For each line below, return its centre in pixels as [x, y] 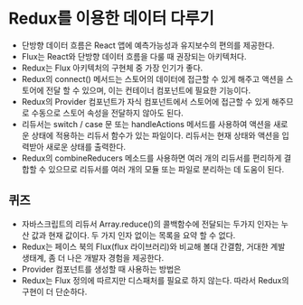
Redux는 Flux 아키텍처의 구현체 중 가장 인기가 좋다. [112, 68]
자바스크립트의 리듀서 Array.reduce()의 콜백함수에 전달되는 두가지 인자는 [150, 224]
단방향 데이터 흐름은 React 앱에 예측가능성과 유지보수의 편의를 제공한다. [148, 45]
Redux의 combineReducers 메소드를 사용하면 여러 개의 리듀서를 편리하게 [151, 158]
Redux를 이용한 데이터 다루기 [111, 18]
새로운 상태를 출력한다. [86, 146]
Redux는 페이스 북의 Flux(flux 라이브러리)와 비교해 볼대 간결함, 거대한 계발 [153, 246]
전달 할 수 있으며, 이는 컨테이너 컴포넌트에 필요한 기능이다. [148, 90]
